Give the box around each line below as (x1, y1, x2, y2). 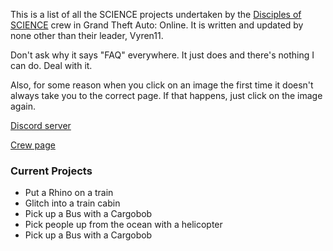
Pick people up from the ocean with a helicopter (24, 219, 223, 231)
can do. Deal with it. (10, 60, 93, 71)
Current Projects (10, 164, 93, 178)
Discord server (10, 120, 72, 131)
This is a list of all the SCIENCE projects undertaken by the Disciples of (10, 9, 302, 20)
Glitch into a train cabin (24, 197, 121, 209)
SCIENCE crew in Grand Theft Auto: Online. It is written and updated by (10, 19, 304, 31)
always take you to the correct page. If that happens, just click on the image (10, 90, 323, 101)
